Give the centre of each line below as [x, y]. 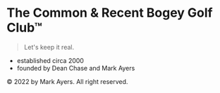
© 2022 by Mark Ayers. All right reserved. [67, 81]
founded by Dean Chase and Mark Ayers [76, 68]
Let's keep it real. [49, 47]
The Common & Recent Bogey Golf [110, 13]
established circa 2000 [50, 60]
